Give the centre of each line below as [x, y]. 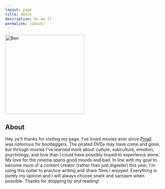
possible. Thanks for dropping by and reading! [52, 181]
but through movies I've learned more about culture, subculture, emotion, [80, 149]
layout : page [19, 10]
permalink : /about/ [25, 24]
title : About [19, 14]
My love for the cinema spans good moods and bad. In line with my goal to [81, 160]
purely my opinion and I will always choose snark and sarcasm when [75, 176]
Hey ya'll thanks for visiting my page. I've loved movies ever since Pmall [78, 139]
